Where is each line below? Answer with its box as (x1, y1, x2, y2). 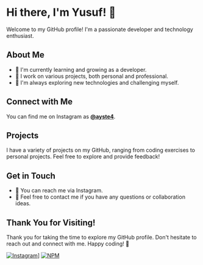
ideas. (15, 200, 31, 207)
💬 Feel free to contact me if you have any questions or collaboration (15, 193, 186, 200)
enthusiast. (6, 32, 35, 39)
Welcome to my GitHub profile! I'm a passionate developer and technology (6, 26, 193, 33)
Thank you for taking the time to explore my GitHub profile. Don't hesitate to (6, 234, 197, 241)
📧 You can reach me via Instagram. (15, 187, 103, 194)
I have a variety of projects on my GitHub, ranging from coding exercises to (6, 146, 195, 154)
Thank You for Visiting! (6, 217, 96, 228)
